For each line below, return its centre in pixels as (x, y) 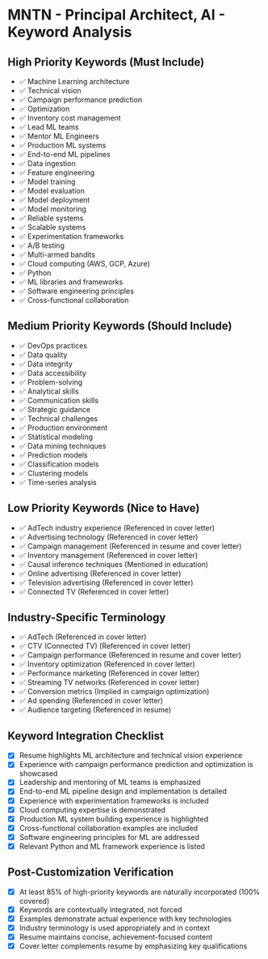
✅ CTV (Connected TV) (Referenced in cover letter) (105, 646)
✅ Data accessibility (52, 373)
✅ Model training (47, 181)
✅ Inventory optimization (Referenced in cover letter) (107, 664)
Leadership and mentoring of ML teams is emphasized (110, 782)
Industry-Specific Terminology (87, 618)
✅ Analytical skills (49, 391)
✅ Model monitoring (52, 209)
